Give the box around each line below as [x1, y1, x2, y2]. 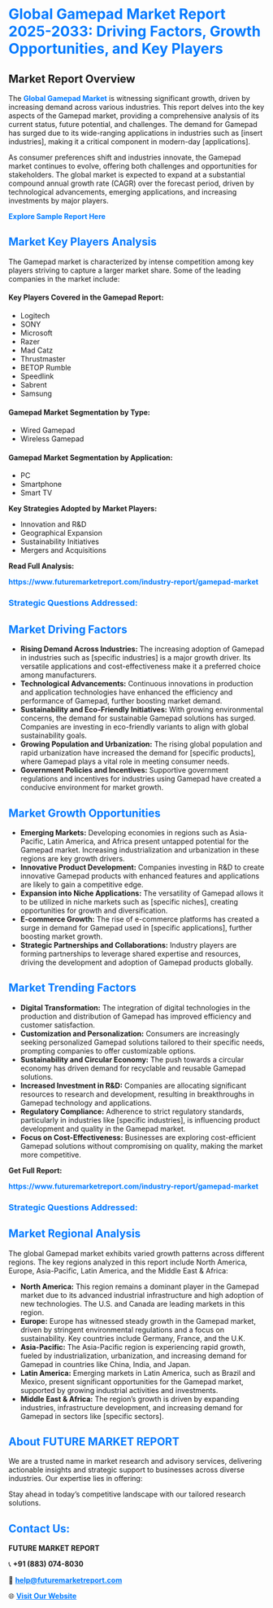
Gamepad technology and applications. [19, 1098, 152, 1107]
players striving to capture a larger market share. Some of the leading [8, 265, 241, 275]
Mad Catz [19, 345, 54, 355]
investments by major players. [8, 196, 109, 205]
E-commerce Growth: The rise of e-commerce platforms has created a [19, 914, 260, 924]
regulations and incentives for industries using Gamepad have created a [19, 774, 262, 784]
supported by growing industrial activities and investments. [19, 1385, 219, 1395]
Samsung [19, 388, 53, 399]
